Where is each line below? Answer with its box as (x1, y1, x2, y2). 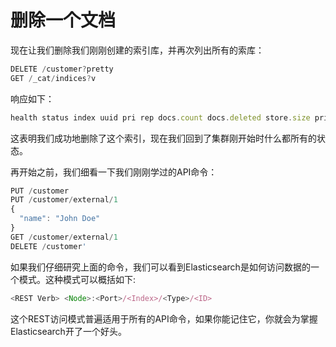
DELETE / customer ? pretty (10, 64, 114, 74)
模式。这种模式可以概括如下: (18, 273, 137, 285)
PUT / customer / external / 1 (10, 195, 118, 205)
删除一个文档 (10, 9, 117, 32)
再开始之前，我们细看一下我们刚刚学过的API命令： (10, 166, 218, 178)
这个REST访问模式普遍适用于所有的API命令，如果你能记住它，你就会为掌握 (10, 312, 318, 325)
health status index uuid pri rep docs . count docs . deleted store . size (10, 112, 311, 123)
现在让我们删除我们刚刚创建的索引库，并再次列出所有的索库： (10, 44, 265, 56)
